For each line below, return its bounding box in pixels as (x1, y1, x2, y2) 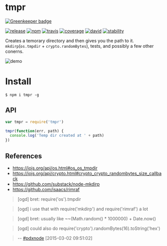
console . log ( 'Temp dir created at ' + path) (10, 133, 104, 138)
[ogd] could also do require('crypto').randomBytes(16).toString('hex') (17, 225, 160, 231)
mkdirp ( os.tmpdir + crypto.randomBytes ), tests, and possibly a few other (5, 43, 154, 49)
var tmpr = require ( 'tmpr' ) (5, 119, 64, 124)
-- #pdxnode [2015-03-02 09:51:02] (17, 235, 93, 241)
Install (5, 76, 32, 87)
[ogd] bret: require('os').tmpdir (17, 196, 81, 202)
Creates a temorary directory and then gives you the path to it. (5, 37, 134, 44)
